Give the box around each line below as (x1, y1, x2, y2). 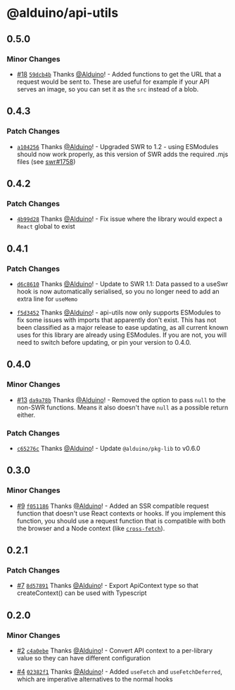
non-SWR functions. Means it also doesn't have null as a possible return (16, 403, 229, 411)
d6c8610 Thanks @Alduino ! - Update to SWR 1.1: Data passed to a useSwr (16, 279, 229, 288)
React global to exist (16, 222, 75, 231)
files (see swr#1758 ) (16, 157, 76, 166)
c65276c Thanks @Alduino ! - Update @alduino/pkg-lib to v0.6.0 (16, 444, 201, 452)
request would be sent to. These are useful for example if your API (16, 77, 210, 86)
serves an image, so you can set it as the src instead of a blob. (16, 84, 199, 93)
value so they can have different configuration (16, 653, 151, 662)
